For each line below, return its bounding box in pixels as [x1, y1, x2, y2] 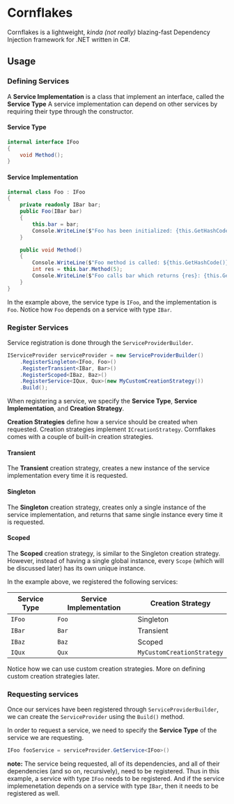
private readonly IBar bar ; [19, 201, 101, 208]
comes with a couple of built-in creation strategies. [7, 433, 154, 441]
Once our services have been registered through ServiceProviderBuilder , [7, 705, 219, 713]
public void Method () [19, 246, 82, 254]
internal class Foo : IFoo [7, 188, 86, 196]
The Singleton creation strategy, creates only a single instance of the [7, 503, 207, 511]
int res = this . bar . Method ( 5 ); [32, 266, 123, 273]
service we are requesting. [7, 734, 84, 742]
